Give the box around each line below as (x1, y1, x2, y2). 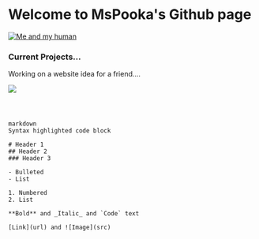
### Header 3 (8, 155, 51, 162)
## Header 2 (8, 148, 47, 155)
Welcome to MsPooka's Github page (8, 6, 252, 24)
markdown (8, 120, 37, 128)
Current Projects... (8, 51, 81, 62)
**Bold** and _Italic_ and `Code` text (8, 210, 140, 218)
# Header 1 (8, 140, 44, 149)
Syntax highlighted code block (8, 127, 111, 135)
